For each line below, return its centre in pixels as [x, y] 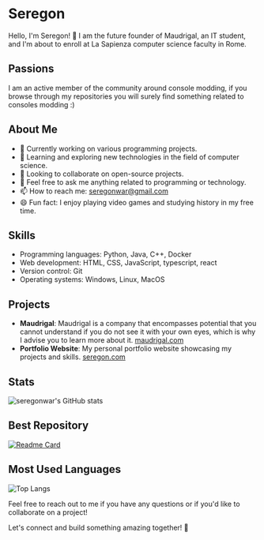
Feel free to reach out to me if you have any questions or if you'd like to [124, 504]
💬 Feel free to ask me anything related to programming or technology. [133, 182]
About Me [33, 130]
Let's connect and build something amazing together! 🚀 [98, 527]
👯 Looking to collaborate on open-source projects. [102, 174]
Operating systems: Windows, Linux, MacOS [92, 279]
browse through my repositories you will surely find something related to [126, 96]
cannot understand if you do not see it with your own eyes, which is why [138, 332]
